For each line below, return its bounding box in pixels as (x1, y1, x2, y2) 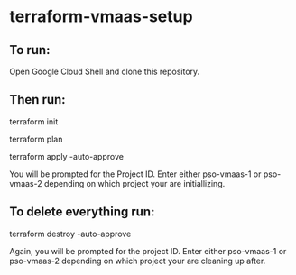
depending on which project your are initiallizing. (43, 178, 226, 188)
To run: (9, 42, 51, 58)
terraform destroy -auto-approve (9, 228, 132, 239)
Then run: (9, 92, 66, 107)
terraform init (9, 115, 59, 127)
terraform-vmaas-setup (9, 6, 193, 27)
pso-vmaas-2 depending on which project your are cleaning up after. (9, 255, 266, 266)
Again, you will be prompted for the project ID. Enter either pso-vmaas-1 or (9, 245, 287, 256)
